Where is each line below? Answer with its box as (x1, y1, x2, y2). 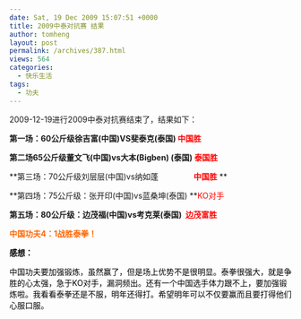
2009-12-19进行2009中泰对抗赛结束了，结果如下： (9, 114, 198, 125)
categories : (9, 64, 54, 73)
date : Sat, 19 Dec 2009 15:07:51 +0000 (9, 13, 159, 22)
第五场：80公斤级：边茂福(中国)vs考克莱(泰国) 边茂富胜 (9, 209, 218, 220)
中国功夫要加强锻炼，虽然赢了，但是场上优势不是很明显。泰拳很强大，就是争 (9, 266, 292, 277)
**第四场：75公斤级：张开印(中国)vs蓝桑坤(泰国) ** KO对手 (9, 190, 225, 201)
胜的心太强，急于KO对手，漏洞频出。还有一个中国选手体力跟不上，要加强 (9, 277, 279, 288)
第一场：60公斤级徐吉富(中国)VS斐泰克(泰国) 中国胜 (9, 133, 202, 143)
